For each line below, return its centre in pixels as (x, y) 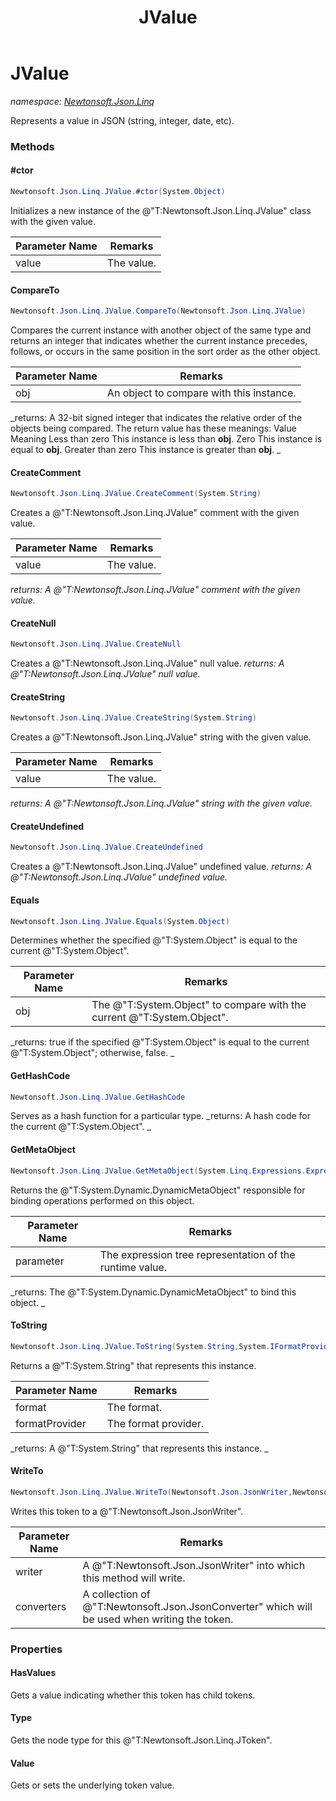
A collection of (116, 1594)
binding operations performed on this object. (102, 1200)
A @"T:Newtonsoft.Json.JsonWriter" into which (194, 1565)
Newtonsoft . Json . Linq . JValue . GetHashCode (98, 1097)
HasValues (33, 1673)
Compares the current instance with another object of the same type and (161, 330)
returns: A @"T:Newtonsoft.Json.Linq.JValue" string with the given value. (161, 803)
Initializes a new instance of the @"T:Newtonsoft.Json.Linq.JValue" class (161, 210)
